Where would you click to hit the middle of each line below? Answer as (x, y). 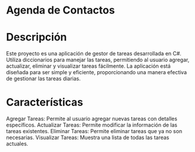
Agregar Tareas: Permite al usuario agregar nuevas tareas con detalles (92, 119)
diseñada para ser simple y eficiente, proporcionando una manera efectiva (97, 72)
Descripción (37, 37)
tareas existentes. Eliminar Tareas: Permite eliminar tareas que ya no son (94, 131)
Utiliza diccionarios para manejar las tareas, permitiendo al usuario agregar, (98, 60)
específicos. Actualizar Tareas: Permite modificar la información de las (92, 125)
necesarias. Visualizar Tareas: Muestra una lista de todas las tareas (88, 138)
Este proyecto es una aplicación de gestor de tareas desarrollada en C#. (94, 54)
